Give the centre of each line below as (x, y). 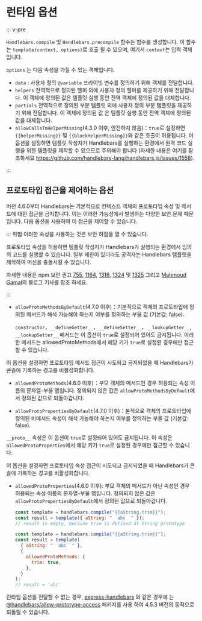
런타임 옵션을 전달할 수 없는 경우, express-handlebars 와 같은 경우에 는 (90, 597)
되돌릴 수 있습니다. (28, 612)
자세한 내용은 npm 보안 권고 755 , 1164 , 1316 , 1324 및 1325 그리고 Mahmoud (96, 274)
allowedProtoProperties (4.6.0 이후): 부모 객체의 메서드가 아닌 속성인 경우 (102, 485)
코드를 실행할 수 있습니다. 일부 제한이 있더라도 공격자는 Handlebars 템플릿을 (102, 254)
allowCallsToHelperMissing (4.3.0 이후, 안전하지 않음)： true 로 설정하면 (100, 128)
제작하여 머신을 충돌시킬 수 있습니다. (49, 262)
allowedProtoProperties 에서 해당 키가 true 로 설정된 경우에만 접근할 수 (90, 445)
